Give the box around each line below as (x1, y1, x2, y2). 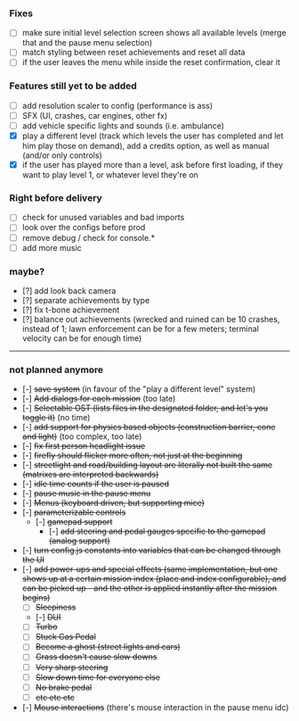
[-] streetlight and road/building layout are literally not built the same (21, 460, 273, 470)
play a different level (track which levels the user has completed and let (21, 130, 284, 141)
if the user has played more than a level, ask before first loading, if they (21, 160, 283, 170)
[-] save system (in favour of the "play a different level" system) (21, 384, 256, 394)
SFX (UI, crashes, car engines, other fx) (21, 110, 168, 120)
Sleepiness (35, 601, 77, 613)
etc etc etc (35, 692, 76, 702)
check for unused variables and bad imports (21, 212, 185, 223)
